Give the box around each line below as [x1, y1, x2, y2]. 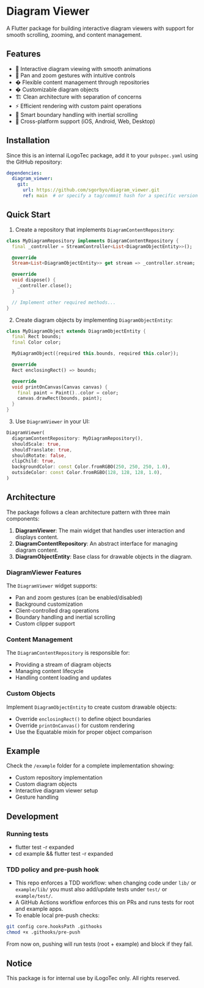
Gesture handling [15, 793, 59, 801]
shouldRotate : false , [12, 452, 67, 459]
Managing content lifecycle [15, 668, 84, 675]
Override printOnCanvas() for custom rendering [15, 722, 135, 729]
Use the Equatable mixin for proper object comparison [15, 728, 152, 736]
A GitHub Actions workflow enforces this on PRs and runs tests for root [15, 899, 194, 906]
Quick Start [6, 209, 51, 220]
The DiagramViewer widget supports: [6, 582, 98, 589]
